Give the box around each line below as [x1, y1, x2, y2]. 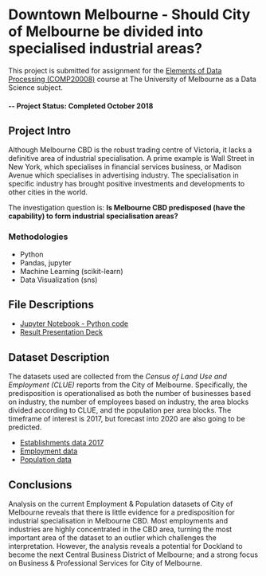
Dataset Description [8, 351, 110, 364]
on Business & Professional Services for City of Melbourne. [8, 558, 203, 568]
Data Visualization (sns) [19, 275, 98, 284]
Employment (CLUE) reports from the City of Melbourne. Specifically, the [8, 380, 248, 390]
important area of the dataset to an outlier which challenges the [8, 533, 217, 543]
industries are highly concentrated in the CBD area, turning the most [8, 524, 233, 535]
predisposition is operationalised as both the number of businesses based [8, 389, 251, 398]
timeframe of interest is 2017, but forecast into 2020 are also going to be [8, 414, 245, 424]
